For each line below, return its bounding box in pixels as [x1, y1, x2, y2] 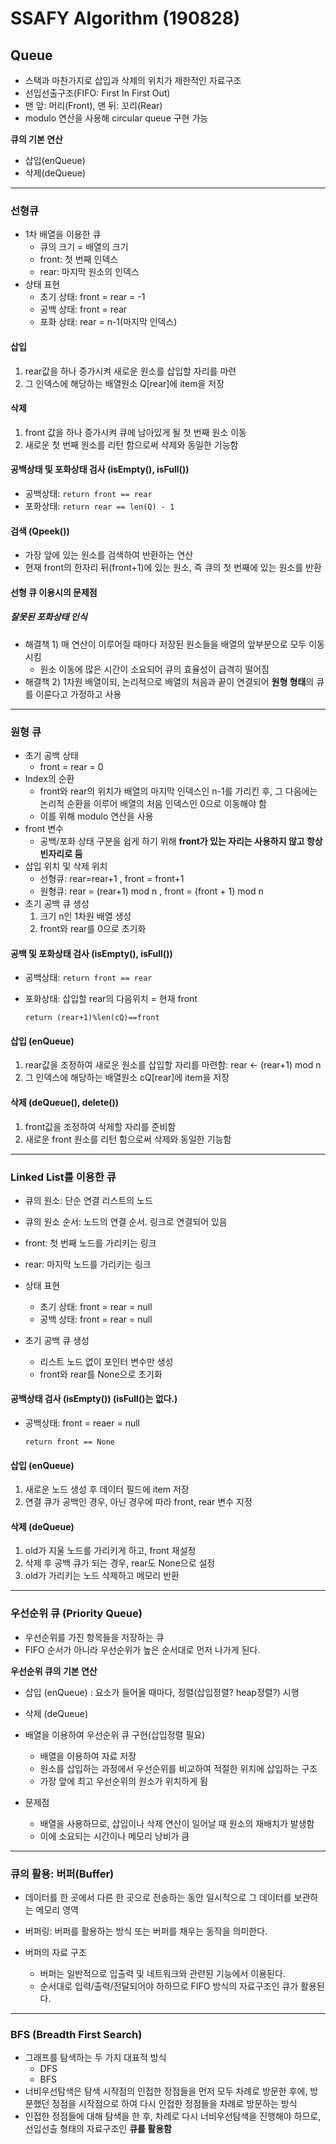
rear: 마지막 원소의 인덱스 [39, 266, 140, 278]
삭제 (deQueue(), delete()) [10, 1096, 120, 1108]
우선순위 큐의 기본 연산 [10, 1665, 98, 1677]
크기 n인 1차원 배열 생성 [39, 910, 132, 922]
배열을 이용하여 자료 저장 [39, 1750, 137, 1762]
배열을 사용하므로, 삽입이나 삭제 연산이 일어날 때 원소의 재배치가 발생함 [39, 1817, 315, 1829]
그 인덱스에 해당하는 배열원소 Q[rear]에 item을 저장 [24, 377, 225, 389]
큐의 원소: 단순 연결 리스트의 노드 [24, 1194, 153, 1206]
